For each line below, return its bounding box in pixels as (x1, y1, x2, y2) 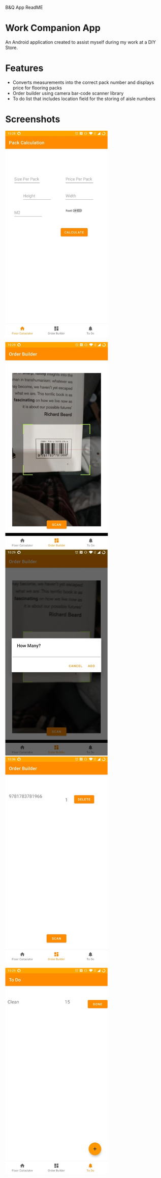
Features (5, 62, 44, 74)
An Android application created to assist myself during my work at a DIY (5, 39, 156, 45)
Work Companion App (5, 22, 101, 34)
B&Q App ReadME (5, 5, 43, 10)
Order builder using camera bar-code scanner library (12, 90, 124, 96)
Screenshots (5, 113, 60, 125)
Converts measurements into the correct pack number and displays (12, 79, 154, 85)
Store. (5, 44, 18, 51)
